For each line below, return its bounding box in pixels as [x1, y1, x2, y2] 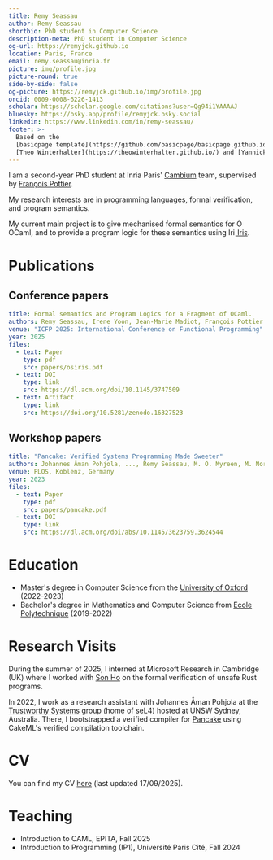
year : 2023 [8, 475, 45, 484]
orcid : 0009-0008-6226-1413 [8, 95, 104, 103]
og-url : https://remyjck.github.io [8, 42, 129, 50]
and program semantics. [8, 203, 90, 213]
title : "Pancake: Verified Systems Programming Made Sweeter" [8, 452, 223, 461]
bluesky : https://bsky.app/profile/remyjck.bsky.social [8, 111, 201, 119]
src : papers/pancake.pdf [23, 505, 107, 513]
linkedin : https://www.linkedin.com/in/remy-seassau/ [8, 118, 195, 126]
